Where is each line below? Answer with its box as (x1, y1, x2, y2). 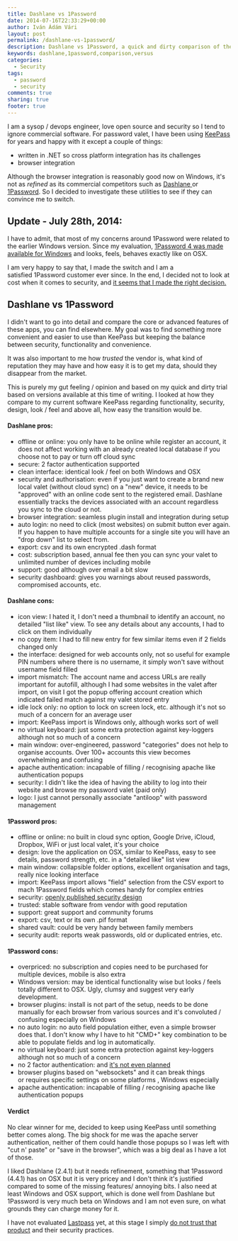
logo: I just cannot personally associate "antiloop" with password (17, 793, 208, 801)
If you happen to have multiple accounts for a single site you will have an (17, 528, 230, 536)
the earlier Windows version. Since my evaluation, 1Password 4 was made (7, 242, 224, 250)
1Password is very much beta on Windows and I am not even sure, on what (7, 1196, 226, 1206)
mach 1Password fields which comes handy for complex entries (17, 886, 204, 894)
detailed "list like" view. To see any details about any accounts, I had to (17, 620, 225, 628)
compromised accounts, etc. (17, 580, 101, 589)
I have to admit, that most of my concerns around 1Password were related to (7, 234, 230, 243)
